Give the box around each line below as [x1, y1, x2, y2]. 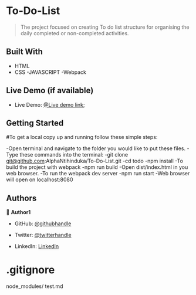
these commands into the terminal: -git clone [19, 151, 128, 158]
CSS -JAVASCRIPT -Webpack [14, 69, 87, 76]
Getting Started [6, 118, 64, 128]
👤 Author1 [6, 209, 31, 216]
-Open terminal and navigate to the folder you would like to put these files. [6, 145, 186, 152]
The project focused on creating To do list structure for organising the [20, 23, 190, 30]
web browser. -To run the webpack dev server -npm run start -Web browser [6, 170, 190, 177]
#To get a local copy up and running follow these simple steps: [6, 134, 158, 141]
